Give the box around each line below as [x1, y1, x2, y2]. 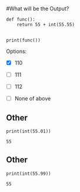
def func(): [6, 17, 35, 23]
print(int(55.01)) [6, 128, 51, 134]
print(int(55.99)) [6, 171, 51, 177]
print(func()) [6, 37, 41, 43]
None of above [14, 95, 51, 102]
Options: [6, 48, 27, 55]
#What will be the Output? [6, 5, 69, 12]
